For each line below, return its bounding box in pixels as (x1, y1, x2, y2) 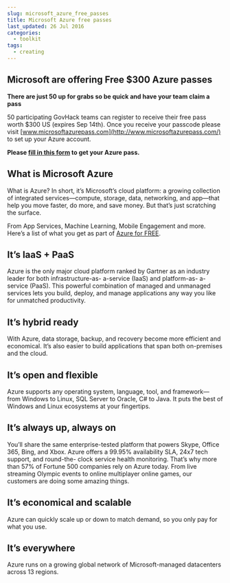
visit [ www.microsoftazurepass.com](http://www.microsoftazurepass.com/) (7, 127, 221, 136)
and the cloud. (7, 349, 48, 358)
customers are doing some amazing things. (7, 476, 130, 485)
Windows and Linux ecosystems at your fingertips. (7, 402, 151, 410)
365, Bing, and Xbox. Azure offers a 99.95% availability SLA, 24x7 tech (7, 447, 208, 456)
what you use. (7, 522, 47, 531)
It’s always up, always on (7, 422, 117, 434)
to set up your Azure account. (7, 135, 91, 143)
